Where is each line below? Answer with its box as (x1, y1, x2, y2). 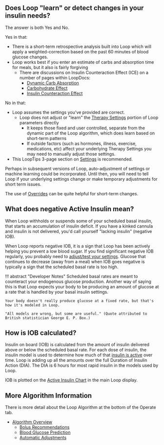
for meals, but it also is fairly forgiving (12, 64, 88, 70)
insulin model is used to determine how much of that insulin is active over (5, 352, 153, 358)
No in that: (5, 100, 26, 106)
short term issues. (5, 181, 41, 187)
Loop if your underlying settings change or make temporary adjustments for (5, 176, 158, 182)
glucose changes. (12, 54, 48, 60)
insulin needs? (5, 12, 50, 20)
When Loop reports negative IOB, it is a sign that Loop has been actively (5, 243, 150, 249)
